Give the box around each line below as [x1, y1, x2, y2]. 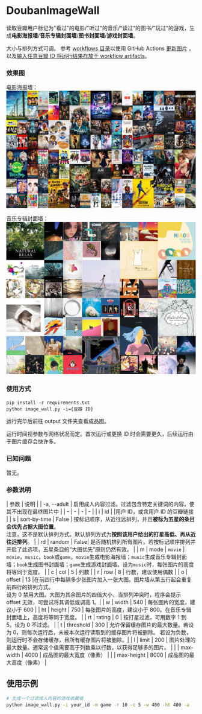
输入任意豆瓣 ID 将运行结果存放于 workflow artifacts [17, 52, 145, 59]
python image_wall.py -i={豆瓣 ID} [6, 406, 94, 412]
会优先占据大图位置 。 [6, 523, 59, 531]
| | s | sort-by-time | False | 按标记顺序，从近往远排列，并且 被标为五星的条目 [6, 515, 195, 523]
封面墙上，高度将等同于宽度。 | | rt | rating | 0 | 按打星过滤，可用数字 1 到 [6, 614, 187, 621]
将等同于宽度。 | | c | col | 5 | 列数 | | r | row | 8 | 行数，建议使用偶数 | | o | [6, 569, 188, 576]
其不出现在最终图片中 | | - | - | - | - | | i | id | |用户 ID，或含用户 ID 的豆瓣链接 [6, 508, 194, 515]
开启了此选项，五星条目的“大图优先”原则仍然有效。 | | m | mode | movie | [6, 546, 185, 553]
